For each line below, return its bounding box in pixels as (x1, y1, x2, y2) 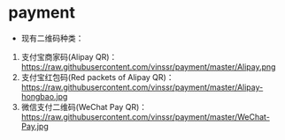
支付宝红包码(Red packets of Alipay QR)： (20, 71, 174, 82)
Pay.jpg (20, 121, 50, 131)
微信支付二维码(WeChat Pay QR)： (20, 101, 148, 112)
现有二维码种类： (20, 33, 84, 43)
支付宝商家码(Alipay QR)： (20, 51, 118, 62)
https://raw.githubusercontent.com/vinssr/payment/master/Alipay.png (20, 61, 276, 72)
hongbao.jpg (20, 91, 68, 101)
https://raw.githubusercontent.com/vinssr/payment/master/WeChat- (20, 111, 271, 122)
